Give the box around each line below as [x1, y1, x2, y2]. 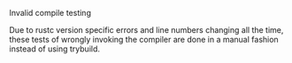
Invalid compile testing [9, 8, 91, 18]
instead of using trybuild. [9, 43, 100, 54]
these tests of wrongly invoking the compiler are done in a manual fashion [9, 35, 279, 44]
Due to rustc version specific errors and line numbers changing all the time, [9, 25, 284, 35]
